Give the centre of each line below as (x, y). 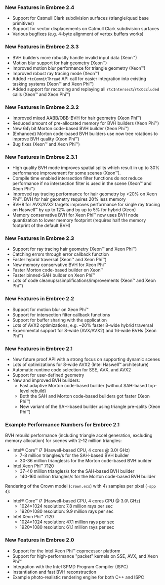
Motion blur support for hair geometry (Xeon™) (60, 63)
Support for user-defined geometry (48, 375)
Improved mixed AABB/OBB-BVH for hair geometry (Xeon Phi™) (77, 118)
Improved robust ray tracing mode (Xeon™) (56, 73)
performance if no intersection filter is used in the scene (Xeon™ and (82, 183)
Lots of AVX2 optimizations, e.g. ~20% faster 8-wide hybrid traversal (82, 325)
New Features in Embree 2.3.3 (42, 47)
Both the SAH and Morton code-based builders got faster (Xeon (84, 396)
